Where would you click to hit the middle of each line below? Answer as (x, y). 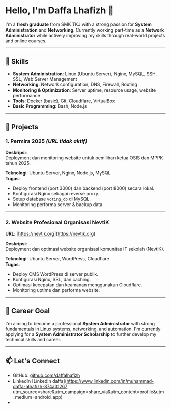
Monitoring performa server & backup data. (58, 205)
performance (26, 95)
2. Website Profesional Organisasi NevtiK (57, 222)
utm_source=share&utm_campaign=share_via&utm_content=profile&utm (88, 392)
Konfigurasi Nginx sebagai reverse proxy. (56, 194)
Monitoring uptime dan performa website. (56, 290)
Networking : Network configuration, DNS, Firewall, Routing (75, 84)
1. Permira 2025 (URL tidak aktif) (46, 141)
